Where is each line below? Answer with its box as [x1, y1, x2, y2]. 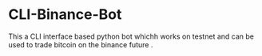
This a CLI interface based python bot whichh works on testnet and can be [8, 32, 254, 41]
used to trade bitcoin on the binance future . [8, 39, 153, 49]
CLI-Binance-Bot [8, 6, 122, 24]
